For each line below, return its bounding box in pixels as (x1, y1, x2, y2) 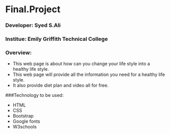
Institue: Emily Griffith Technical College (5, 36, 108, 43)
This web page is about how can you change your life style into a (12, 61, 150, 67)
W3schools (12, 124, 37, 130)
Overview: (5, 49, 32, 56)
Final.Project (5, 4, 60, 15)
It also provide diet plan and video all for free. (12, 83, 109, 89)
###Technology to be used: (5, 92, 64, 98)
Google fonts (12, 118, 40, 124)
